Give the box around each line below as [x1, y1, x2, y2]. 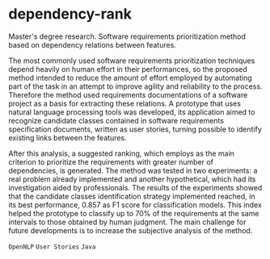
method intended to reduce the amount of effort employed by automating [8, 73, 252, 82]
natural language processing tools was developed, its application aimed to [8, 107, 255, 117]
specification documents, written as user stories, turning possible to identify [8, 124, 263, 134]
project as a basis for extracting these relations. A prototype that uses [8, 98, 241, 108]
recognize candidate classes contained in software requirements [8, 115, 225, 125]
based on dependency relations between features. [8, 40, 176, 49]
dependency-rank [8, 5, 132, 23]
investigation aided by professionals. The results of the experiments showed [8, 182, 263, 192]
